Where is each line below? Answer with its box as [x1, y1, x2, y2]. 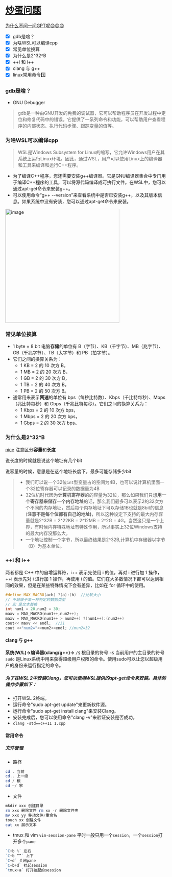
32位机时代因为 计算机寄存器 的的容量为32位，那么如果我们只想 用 [25, 492, 162, 498]
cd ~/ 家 [5, 783, 23, 789]
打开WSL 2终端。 [12, 695, 50, 701]
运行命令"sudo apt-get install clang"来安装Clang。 [12, 708, 119, 714]
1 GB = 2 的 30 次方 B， [20, 375, 70, 381]
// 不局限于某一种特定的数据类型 [5, 597, 65, 602]
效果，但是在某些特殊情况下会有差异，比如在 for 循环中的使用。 [14, 582, 148, 588]
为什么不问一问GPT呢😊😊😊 [5, 22, 65, 29]
